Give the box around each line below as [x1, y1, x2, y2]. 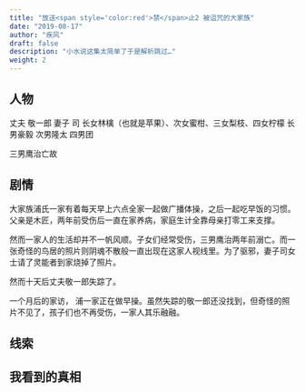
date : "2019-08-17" [9, 22, 84, 31]
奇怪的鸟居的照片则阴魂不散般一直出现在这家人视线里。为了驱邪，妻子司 [16, 245, 288, 256]
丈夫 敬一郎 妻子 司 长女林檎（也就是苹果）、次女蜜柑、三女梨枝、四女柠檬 [9, 117, 285, 128]
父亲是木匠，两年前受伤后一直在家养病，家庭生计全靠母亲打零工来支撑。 [9, 215, 280, 226]
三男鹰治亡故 [9, 147, 57, 159]
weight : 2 [9, 55, 47, 65]
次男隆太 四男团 [34, 128, 93, 139]
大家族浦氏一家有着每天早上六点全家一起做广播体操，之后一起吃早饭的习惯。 [9, 203, 296, 214]
